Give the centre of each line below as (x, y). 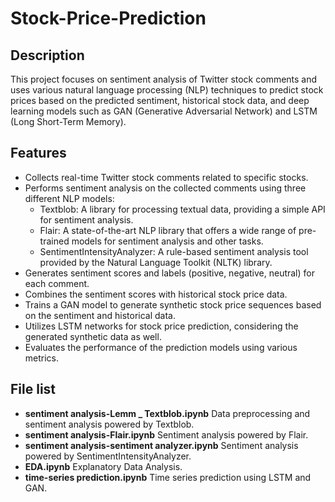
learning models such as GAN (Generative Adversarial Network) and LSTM (164, 111)
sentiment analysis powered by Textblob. (109, 424)
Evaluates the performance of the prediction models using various (161, 347)
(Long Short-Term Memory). (68, 121)
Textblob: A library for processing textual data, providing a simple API (182, 209)
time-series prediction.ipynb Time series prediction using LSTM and (168, 477)
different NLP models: (69, 198)
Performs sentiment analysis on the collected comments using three (165, 188)
